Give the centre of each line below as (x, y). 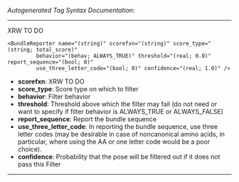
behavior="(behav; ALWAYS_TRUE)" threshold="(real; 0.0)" (124, 56)
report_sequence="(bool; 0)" (51, 62)
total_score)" (57, 50)
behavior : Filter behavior (54, 96)
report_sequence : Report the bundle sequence (87, 119)
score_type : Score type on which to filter (78, 89)
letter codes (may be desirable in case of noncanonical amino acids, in (121, 134)
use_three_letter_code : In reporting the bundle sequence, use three (118, 126)
